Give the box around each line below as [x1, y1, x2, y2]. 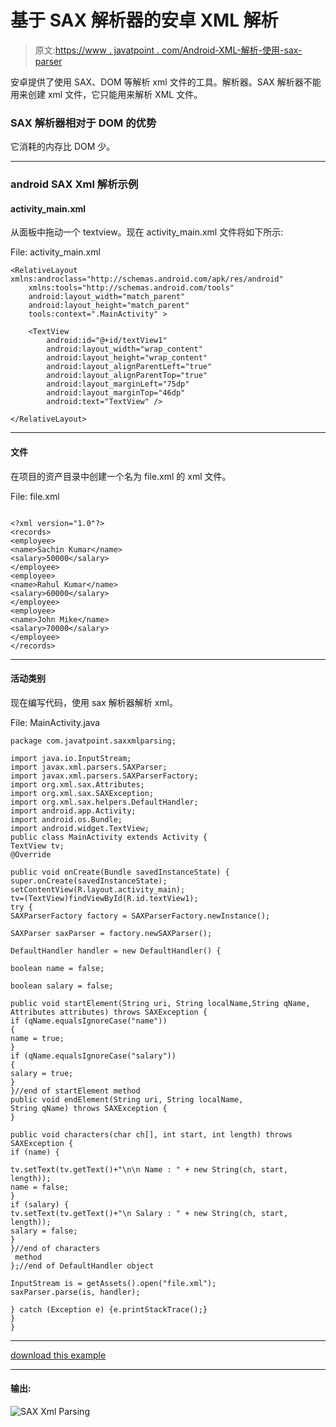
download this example [10, 1349, 107, 1361]
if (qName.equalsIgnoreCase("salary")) [10, 1051, 177, 1061]
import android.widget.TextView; [10, 823, 150, 833]
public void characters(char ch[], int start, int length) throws [10, 1129, 293, 1140]
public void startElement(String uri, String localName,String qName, [10, 998, 311, 1008]
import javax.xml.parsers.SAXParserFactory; [10, 771, 199, 781]
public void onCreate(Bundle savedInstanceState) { [10, 867, 230, 877]
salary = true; [10, 1068, 74, 1078]
